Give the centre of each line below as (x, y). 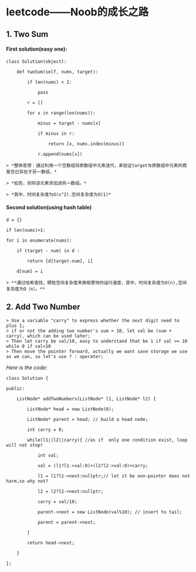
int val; (48, 455)
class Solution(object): (36, 61)
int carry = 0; (46, 430)
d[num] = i (30, 271)
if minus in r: (56, 133)
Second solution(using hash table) (49, 208)
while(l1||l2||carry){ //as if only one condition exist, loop (107, 440)
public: (16, 389)
